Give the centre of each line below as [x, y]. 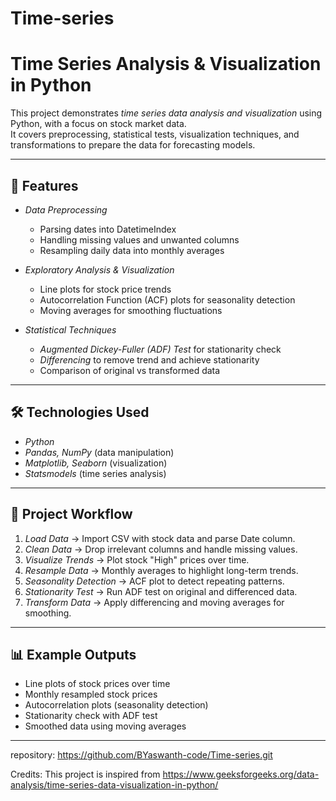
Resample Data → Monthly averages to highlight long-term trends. [161, 570]
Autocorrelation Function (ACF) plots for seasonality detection [167, 299]
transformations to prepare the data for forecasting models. [133, 145]
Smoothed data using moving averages [105, 726]
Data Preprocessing [66, 209]
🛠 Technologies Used [80, 412]
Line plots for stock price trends [105, 289]
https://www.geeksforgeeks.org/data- [241, 774]
